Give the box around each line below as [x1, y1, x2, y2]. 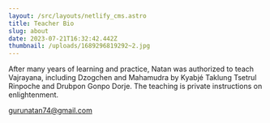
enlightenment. [8, 90, 59, 100]
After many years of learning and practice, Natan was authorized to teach [8, 64, 254, 74]
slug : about [8, 27, 49, 35]
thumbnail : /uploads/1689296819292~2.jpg [8, 42, 151, 50]
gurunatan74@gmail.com [8, 106, 93, 116]
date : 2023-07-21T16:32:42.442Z [8, 34, 118, 43]
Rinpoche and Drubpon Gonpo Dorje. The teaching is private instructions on [8, 82, 263, 91]
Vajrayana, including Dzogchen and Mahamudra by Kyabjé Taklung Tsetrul [8, 73, 257, 83]
